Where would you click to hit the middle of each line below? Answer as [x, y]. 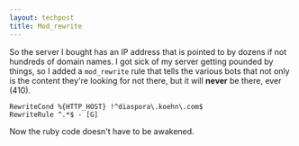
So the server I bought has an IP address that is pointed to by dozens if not [148, 51]
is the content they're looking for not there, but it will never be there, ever [145, 80]
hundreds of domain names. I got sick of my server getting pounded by [141, 61]
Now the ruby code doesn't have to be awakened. [102, 131]
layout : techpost [42, 18]
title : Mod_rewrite [46, 26]
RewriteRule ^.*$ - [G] [54, 114]
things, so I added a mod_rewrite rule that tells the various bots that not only [149, 71]
